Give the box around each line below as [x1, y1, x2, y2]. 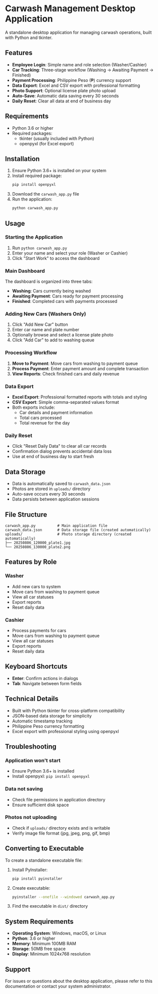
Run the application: [12, 196, 53, 202]
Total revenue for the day [19, 420, 70, 426]
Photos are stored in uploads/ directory [12, 486, 91, 492]
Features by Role [5, 558, 57, 566]
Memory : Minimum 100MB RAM [12, 941, 76, 947]
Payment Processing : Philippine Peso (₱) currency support [12, 77, 131, 83]
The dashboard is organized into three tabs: [5, 278, 93, 284]
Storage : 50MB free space [12, 946, 66, 952]
